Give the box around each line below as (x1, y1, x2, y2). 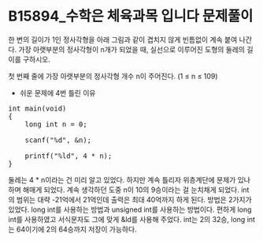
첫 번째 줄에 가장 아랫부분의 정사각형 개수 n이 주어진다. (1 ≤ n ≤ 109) (8, 71, 218, 81)
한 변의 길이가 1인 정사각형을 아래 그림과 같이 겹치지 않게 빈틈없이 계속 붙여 (8, 35, 238, 44)
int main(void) (8, 104, 67, 113)
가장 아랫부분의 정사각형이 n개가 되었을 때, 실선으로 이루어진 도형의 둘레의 (18, 44, 246, 54)
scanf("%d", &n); (24, 135, 92, 145)
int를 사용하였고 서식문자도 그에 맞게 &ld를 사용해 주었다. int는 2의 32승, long (8, 214, 246, 224)
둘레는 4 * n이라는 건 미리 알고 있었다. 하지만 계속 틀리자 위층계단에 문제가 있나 (8, 175, 250, 184)
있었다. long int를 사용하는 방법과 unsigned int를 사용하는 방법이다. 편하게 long (8, 205, 252, 214)
